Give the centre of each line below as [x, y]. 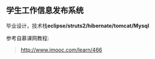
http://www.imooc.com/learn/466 [61, 50]
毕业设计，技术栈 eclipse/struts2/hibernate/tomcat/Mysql [77, 26]
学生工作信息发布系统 [45, 11]
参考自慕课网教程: [28, 38]
